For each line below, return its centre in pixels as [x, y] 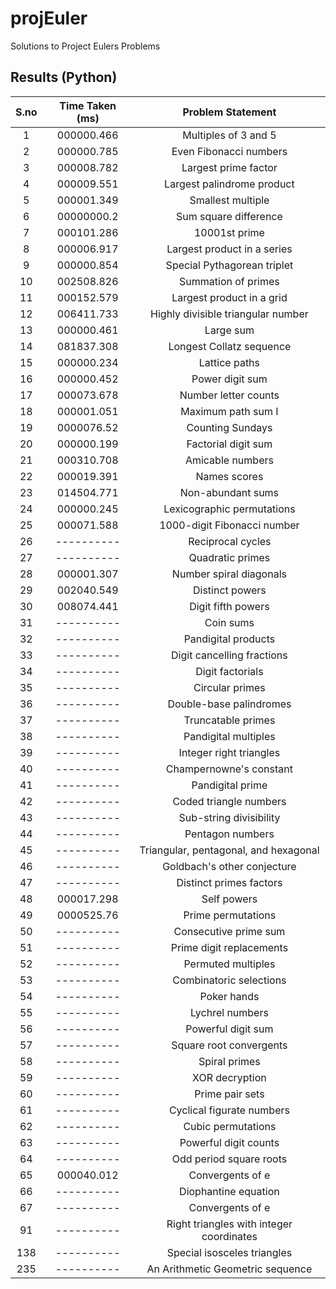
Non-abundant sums [229, 492]
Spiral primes [229, 1061]
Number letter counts [229, 395]
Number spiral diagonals [229, 574]
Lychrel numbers [229, 1012]
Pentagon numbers [229, 834]
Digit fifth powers [229, 606]
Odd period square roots [229, 1159]
